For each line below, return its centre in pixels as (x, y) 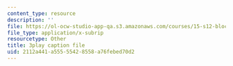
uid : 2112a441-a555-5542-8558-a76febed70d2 (71, 52)
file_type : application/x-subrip (55, 33)
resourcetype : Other (37, 39)
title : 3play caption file (46, 45)
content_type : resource (42, 13)
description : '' (31, 20)
